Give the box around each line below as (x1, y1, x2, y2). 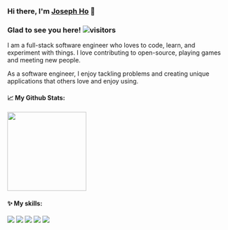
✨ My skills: (7, 199, 43, 208)
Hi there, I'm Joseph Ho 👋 (7, 6, 96, 16)
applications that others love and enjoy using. (7, 77, 139, 86)
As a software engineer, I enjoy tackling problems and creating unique (7, 69, 210, 78)
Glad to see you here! (7, 25, 81, 34)
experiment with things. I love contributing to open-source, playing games (7, 48, 221, 57)
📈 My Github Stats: (7, 93, 65, 102)
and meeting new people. (7, 56, 81, 65)
